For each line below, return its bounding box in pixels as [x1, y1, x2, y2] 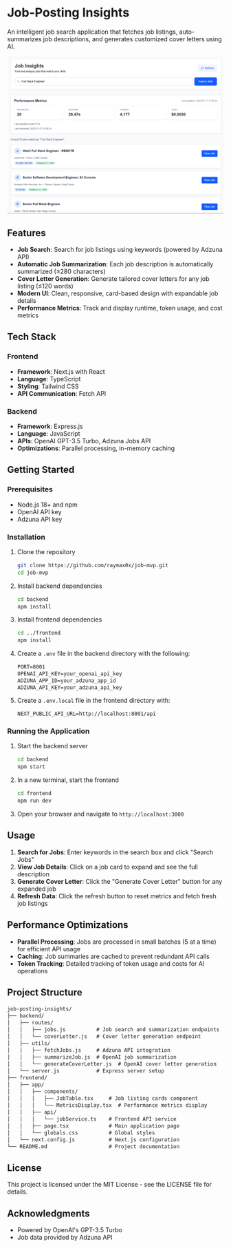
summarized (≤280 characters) [16, 267, 106, 275]
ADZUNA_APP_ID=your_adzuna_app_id [16, 677, 116, 684]
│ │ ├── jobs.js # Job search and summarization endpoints [7, 1026, 220, 1033]
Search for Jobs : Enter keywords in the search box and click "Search [16, 848, 214, 856]
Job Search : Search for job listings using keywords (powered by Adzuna [16, 245, 223, 253]
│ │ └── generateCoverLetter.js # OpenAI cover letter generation [7, 1061, 217, 1068]
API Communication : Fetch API [16, 389, 107, 397]
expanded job [16, 885, 56, 893]
